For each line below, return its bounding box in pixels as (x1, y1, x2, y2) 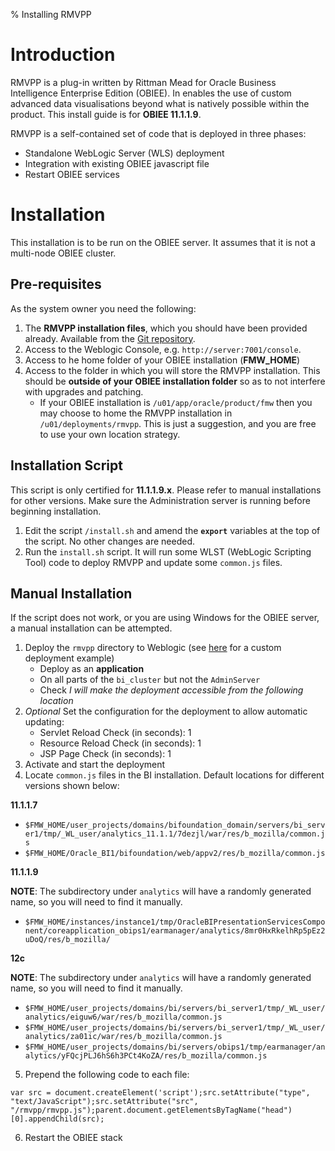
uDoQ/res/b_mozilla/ (24, 935, 111, 945)
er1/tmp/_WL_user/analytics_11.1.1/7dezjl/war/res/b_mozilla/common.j (24, 829, 326, 839)
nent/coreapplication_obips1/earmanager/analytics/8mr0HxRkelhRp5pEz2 (24, 926, 326, 936)
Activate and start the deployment (24, 759, 166, 771)
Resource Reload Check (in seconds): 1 (39, 737, 202, 749)
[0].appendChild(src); (10, 1114, 105, 1124)
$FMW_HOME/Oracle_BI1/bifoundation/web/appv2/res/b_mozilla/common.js (24, 849, 326, 859)
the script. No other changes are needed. (24, 535, 195, 547)
